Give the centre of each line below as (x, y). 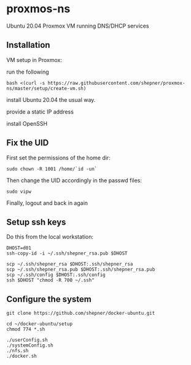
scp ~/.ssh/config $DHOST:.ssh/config (56, 275)
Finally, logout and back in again (47, 203)
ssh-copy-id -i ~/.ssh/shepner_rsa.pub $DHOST (67, 253)
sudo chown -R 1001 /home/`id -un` (52, 169)
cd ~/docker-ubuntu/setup (39, 324)
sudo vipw (19, 191)
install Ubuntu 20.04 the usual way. (51, 99)
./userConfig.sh (27, 340)
